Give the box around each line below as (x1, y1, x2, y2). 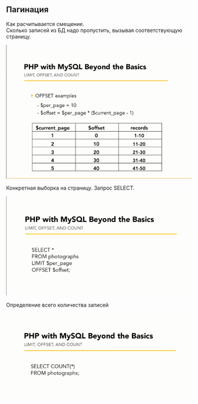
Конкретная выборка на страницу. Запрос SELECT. (6, 184, 135, 191)
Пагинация (6, 5, 49, 15)
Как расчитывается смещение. (6, 20, 84, 27)
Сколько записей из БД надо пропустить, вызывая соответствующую (6, 27, 183, 34)
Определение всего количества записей (6, 301, 109, 308)
